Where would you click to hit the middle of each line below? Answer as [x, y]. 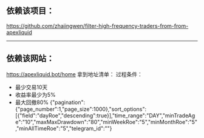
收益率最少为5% [35, 94]
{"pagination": [67, 102]
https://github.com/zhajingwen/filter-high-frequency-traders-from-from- [97, 25]
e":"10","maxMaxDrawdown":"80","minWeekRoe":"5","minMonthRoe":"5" [106, 122]
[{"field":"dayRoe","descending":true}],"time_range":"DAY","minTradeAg [105, 115]
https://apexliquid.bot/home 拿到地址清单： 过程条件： [74, 74]
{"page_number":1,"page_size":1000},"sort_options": [81, 109]
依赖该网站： [30, 58]
